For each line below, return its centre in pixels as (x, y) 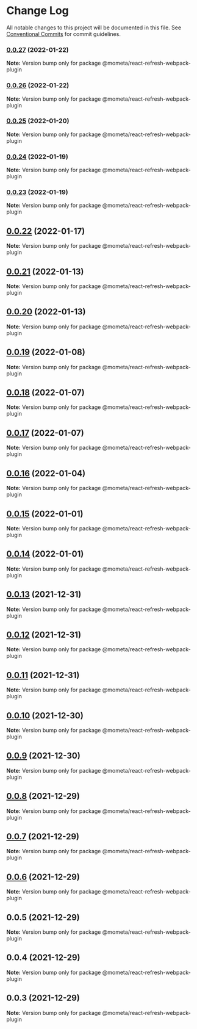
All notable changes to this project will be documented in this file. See (94, 27)
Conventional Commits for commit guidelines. (63, 34)
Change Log (38, 11)
